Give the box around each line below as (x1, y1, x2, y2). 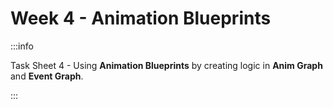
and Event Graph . (10, 70, 84, 82)
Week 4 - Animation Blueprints (10, 7, 272, 30)
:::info (10, 40, 34, 52)
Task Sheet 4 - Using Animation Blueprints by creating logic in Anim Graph (10, 59, 323, 71)
